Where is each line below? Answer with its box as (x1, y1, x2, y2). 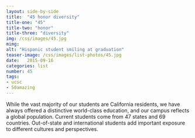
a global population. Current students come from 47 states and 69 (6, 113, 166, 120)
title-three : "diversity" (6, 30, 69, 36)
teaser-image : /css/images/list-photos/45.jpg (6, 52, 122, 58)
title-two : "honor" (6, 25, 54, 31)
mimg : (6, 42, 19, 47)
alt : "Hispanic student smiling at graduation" (6, 47, 125, 53)
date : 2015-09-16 (6, 57, 54, 63)
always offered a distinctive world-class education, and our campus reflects (6, 106, 190, 114)
